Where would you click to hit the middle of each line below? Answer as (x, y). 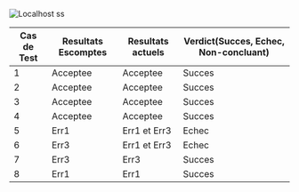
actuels (148, 52)
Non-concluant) (234, 52)
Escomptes (83, 52)
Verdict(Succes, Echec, (234, 41)
